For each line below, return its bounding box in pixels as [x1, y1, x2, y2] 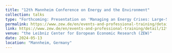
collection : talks [5, 12, 45, 17]
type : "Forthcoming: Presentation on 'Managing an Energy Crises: [5, 17, 150, 22]
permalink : [5, 21, 29, 27]
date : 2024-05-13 [5, 36, 42, 41]
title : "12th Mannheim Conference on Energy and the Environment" [5, 7, 150, 13]
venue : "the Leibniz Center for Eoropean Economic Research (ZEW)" [5, 31, 153, 36]
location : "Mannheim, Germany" [5, 40, 72, 45]
